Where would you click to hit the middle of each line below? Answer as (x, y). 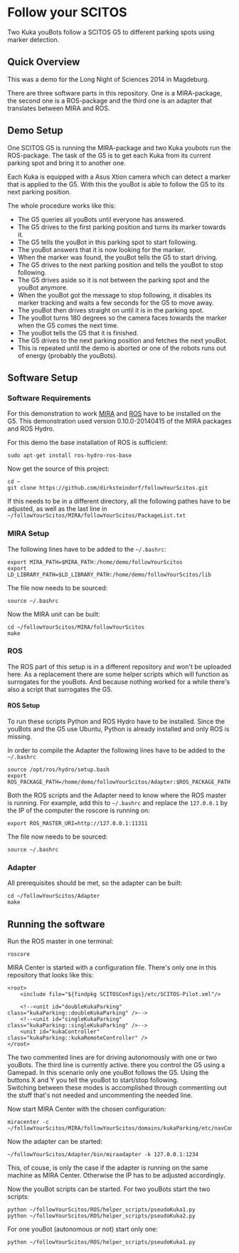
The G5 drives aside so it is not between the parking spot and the (113, 280)
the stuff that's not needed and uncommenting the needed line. (100, 1095)
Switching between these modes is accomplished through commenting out (117, 1088)
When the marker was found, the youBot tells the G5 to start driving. (118, 257)
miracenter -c (28, 1122)
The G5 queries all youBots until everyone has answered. (101, 219)
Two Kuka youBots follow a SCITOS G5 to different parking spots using (111, 32)
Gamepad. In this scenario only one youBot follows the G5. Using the (108, 1073)
